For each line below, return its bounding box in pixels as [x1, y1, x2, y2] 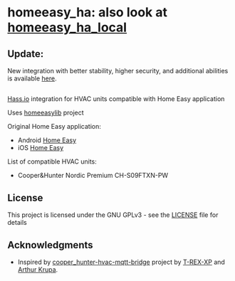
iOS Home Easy [17, 144, 64, 152]
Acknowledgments [7, 239, 94, 251]
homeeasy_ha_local [7, 19, 127, 36]
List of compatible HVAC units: [7, 157, 98, 166]
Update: [7, 48, 44, 60]
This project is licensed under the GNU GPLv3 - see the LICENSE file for [7, 211, 219, 219]
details [7, 218, 27, 227]
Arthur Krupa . [17, 265, 58, 274]
